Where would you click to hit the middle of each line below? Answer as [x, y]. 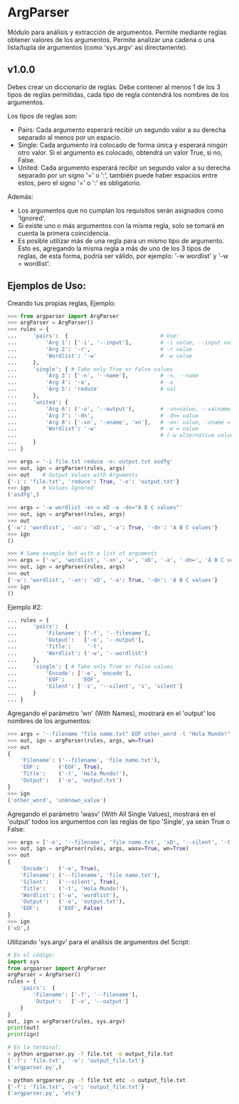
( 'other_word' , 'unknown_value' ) [57, 800]
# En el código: [31, 955]
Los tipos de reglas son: [43, 116]
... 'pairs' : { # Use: [94, 336]
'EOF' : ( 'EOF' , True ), [62, 767]
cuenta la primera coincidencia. [64, 233]
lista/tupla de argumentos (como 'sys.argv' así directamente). [97, 47]
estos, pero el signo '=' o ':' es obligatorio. [80, 183]
